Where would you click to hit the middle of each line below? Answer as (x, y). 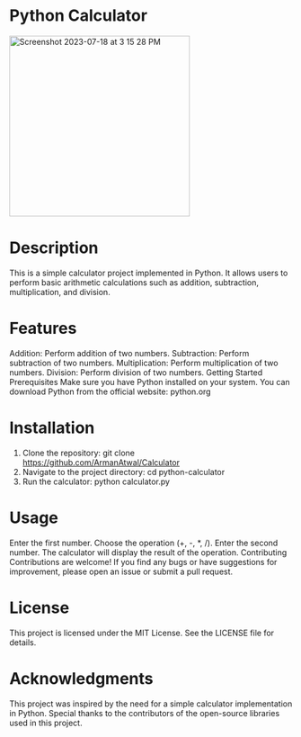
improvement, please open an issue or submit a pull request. (121, 571)
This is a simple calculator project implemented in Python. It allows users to (149, 273)
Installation (52, 427)
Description (54, 248)
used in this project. (46, 723)
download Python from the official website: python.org (110, 391)
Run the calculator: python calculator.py (96, 481)
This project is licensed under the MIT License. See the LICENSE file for (142, 633)
